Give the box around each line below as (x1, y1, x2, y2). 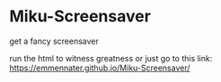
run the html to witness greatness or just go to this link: (9, 53, 213, 63)
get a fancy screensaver (9, 36, 99, 46)
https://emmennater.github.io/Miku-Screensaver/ (9, 62, 190, 73)
